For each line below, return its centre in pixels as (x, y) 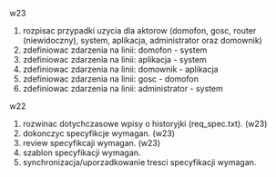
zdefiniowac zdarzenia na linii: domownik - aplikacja (120, 69)
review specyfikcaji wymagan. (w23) (92, 143)
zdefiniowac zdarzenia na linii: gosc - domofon (110, 79)
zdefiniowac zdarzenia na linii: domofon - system (115, 50)
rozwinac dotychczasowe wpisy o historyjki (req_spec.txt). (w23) (145, 123)
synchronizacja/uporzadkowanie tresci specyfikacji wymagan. (139, 162)
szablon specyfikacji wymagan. (82, 152)
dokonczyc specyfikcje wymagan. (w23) (99, 133)
